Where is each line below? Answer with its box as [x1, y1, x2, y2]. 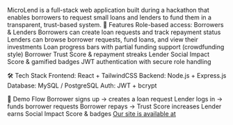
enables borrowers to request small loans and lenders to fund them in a [7, 13, 212, 22]
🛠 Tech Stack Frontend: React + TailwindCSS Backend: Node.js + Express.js [7, 72, 227, 79]
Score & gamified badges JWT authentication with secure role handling [7, 58, 211, 65]
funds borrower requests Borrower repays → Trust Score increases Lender [7, 102, 222, 110]
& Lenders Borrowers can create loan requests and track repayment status [7, 28, 221, 36]
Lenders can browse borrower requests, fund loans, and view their [7, 35, 198, 44]
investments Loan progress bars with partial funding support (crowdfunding [7, 43, 225, 51]
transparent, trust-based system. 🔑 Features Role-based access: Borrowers [7, 21, 224, 28]
